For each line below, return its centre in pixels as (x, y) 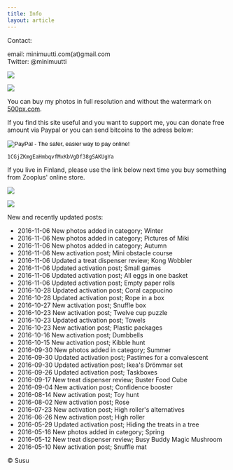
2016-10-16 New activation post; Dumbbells (80, 335)
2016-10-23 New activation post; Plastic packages (90, 328)
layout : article (31, 20)
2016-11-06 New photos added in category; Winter (90, 230)
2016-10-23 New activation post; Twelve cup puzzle (92, 312)
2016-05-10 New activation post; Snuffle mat (82, 447)
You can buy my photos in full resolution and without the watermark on (109, 101)
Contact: (20, 40)
